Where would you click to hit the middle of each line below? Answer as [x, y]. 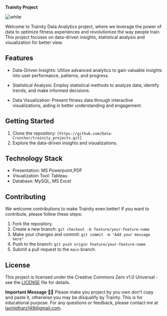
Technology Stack [34, 158]
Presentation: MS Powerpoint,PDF [47, 170]
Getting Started [30, 121]
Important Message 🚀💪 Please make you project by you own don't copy [79, 292]
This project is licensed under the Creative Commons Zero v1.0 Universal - [82, 277]
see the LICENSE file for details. [38, 283]
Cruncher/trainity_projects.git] [47, 138]
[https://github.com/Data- [85, 134]
